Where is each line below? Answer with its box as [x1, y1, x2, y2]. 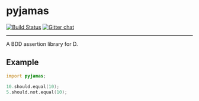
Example [6, 58, 39, 68]
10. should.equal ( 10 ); [6, 83, 60, 89]
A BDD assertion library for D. [6, 40, 78, 48]
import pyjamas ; [6, 73, 46, 79]
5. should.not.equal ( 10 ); [6, 89, 68, 95]
